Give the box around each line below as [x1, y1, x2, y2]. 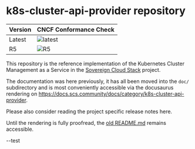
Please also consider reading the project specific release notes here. [6, 108, 172, 115]
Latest [9, 35, 26, 44]
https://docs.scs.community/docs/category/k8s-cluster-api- [38, 90, 184, 97]
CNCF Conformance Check [37, 25, 115, 34]
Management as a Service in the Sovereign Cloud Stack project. [6, 66, 161, 73]
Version [9, 25, 32, 34]
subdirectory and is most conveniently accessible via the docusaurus [6, 84, 174, 91]
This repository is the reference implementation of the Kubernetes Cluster [6, 60, 185, 67]
